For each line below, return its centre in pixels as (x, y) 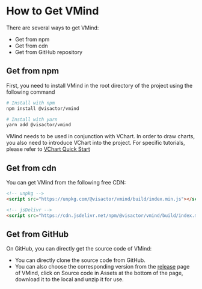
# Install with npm (31, 103)
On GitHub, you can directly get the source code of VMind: (79, 249)
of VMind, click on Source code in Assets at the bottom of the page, (99, 273)
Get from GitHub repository (49, 52)
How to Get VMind (53, 11)
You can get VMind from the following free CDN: (66, 183)
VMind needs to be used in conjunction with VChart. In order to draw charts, (101, 136)
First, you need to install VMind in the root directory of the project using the (99, 85)
